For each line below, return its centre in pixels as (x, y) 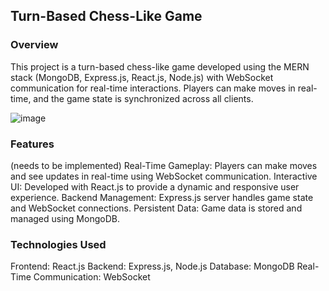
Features (32, 144)
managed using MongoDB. (65, 218)
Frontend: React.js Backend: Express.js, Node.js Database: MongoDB (152, 266)
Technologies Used (58, 244)
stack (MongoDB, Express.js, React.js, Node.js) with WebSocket (142, 77)
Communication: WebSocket (92, 277)
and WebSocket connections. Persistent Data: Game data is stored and (156, 208)
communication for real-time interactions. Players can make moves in (153, 88)
